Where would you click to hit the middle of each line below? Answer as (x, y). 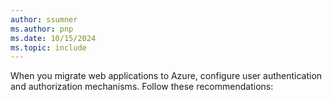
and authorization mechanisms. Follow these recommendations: (142, 87)
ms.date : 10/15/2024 (53, 38)
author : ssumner (44, 19)
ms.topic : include (48, 47)
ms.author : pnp (42, 29)
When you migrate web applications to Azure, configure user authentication (166, 76)
